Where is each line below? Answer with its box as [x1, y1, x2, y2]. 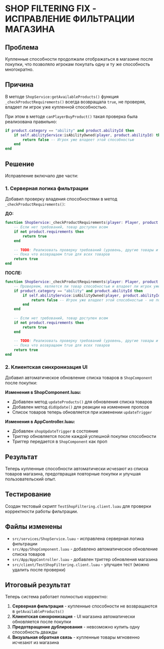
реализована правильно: [5, 118, 57, 125]
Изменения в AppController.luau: [5, 419, 76, 425]
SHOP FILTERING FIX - [5, 3, 97, 14]
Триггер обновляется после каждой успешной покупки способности [12, 433, 156, 439]
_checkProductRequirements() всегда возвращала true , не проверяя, [5, 99, 146, 105]
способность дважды [12, 629, 58, 635]
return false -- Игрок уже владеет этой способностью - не [31, 298, 154, 303]
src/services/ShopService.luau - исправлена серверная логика [12, 536, 144, 541]
